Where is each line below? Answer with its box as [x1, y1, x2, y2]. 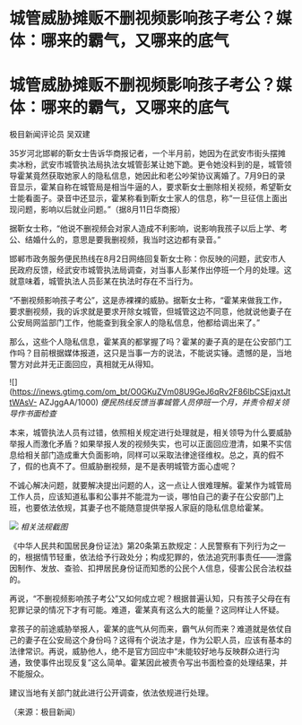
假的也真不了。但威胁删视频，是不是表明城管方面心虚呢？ [24, 461, 237, 472]
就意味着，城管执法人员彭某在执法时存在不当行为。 [9, 275, 198, 287]
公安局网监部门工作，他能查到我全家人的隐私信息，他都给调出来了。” [9, 318, 261, 328]
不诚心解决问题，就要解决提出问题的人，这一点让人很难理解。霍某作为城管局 [9, 480, 292, 491]
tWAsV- [9, 397, 38, 408]
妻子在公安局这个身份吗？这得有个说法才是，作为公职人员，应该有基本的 [24, 634, 292, 646]
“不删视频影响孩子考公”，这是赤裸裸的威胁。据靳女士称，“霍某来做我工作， [9, 295, 287, 306]
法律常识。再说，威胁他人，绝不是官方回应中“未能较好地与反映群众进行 [9, 646, 272, 657]
